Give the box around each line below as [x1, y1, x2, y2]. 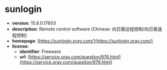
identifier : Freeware [19, 48, 61, 54]
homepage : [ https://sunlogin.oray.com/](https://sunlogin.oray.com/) [12, 37, 153, 43]
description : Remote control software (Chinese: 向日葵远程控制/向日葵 [12, 26, 158, 32]
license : [12, 43, 29, 49]
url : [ [19, 53, 30, 59]
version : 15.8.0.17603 [12, 20, 56, 26]
